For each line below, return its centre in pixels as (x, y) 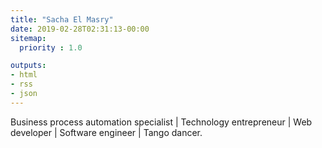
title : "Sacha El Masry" (62, 19)
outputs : (28, 66)
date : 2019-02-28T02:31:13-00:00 (80, 29)
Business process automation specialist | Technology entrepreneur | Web (161, 122)
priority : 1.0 (51, 47)
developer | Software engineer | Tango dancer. (106, 132)
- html (24, 75)
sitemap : (28, 38)
